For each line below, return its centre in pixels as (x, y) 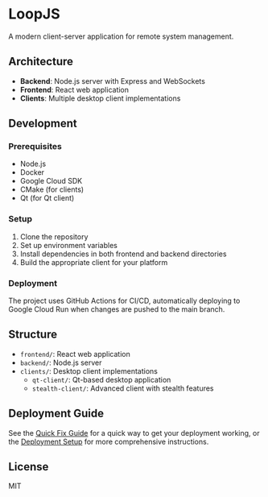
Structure (33, 335)
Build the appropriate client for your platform (94, 262)
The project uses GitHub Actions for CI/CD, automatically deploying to (124, 301)
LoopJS (34, 14)
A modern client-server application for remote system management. (121, 36)
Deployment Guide (56, 414)
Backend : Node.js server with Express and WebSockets (112, 81)
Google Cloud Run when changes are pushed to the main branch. (117, 309)
